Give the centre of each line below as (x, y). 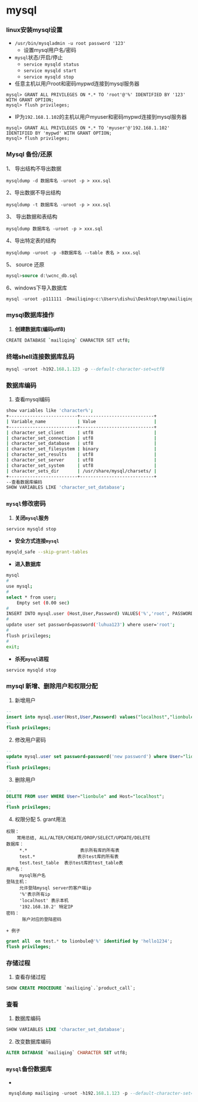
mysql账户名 (32, 876)
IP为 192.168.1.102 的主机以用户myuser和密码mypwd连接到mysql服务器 (100, 117)
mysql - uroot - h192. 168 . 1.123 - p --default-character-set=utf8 (85, 369)
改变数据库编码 (33, 1042)
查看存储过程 (30, 977)
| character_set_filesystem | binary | (82, 449)
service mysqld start (50, 71)
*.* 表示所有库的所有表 (69, 851)
